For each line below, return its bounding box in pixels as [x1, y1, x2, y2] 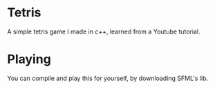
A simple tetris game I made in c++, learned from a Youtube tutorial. [7, 27, 200, 36]
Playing [7, 51, 52, 67]
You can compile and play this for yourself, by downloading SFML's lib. [7, 74, 209, 82]
